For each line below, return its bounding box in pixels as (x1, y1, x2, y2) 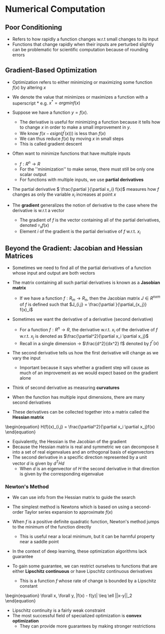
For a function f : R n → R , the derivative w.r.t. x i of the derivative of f (19, 326, 158, 334)
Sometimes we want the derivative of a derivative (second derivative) (12, 317, 154, 322)
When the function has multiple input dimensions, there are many (12, 394, 145, 400)
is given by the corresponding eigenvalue (19, 471, 104, 477)
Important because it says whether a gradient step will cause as (19, 365, 149, 371)
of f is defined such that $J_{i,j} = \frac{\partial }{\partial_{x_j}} (19, 302, 147, 308)
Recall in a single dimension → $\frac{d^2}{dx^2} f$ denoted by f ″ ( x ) (19, 339, 159, 346)
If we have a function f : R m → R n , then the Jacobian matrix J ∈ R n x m (19, 294, 161, 302)
